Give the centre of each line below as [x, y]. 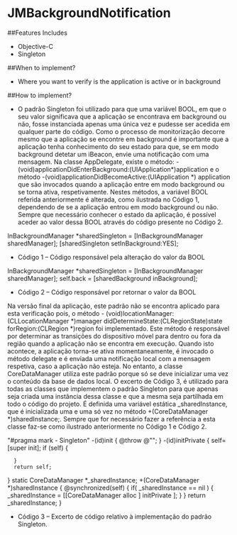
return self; [33, 467]
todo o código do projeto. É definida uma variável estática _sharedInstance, [117, 404]
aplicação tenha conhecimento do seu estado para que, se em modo [118, 146]
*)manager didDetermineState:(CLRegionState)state [147, 321]
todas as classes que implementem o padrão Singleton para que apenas [113, 389]
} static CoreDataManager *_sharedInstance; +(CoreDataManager [104, 480]
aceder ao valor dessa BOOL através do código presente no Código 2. [120, 222]
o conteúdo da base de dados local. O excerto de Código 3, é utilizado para [118, 381]
